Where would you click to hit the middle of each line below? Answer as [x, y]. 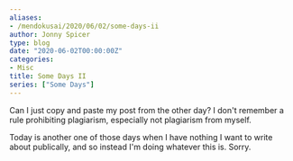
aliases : [26, 18]
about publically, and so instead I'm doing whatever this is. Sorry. [130, 147]
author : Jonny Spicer [50, 34]
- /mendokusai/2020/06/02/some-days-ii [84, 26]
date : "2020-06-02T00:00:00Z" [66, 51]
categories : [32, 59]
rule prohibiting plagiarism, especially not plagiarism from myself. [131, 120]
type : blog [30, 43]
